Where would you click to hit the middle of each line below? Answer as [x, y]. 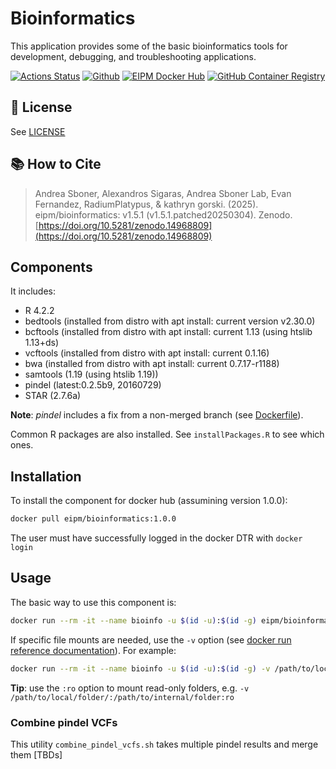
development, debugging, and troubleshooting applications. [133, 56]
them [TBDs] [36, 754]
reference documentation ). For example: [93, 650]
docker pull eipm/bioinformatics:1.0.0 [93, 519]
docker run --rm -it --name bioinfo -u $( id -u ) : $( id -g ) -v [140, 668]
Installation [46, 476]
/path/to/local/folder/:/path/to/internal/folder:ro [122, 697]
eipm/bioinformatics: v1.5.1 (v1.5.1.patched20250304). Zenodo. [163, 214]
